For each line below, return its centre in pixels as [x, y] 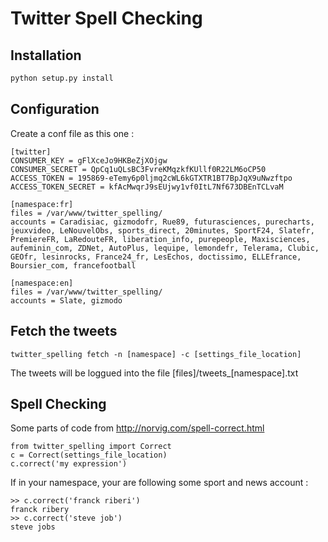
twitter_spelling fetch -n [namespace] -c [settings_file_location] [156, 354]
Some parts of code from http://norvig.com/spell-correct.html [137, 428]
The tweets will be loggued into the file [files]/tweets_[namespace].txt [154, 373]
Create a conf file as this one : [72, 133]
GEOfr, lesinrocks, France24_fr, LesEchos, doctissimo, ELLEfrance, [156, 257]
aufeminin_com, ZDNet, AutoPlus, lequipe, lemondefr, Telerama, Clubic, [165, 248]
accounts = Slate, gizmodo [66, 300]
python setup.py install [62, 78]
